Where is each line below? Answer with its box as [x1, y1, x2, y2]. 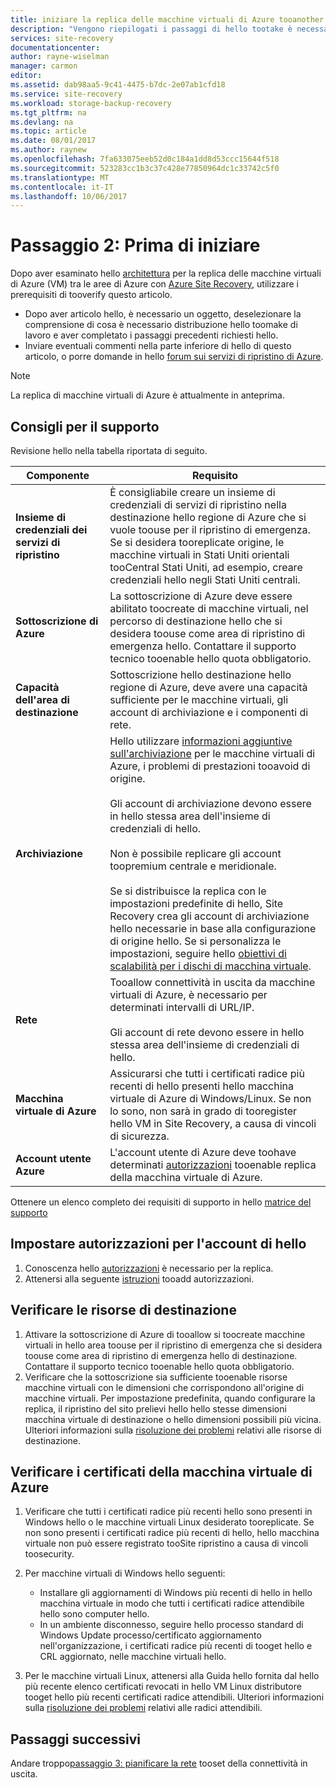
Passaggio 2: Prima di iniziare [10, 234, 261, 257]
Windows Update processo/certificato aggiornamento [39, 1629, 262, 1641]
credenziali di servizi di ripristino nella [109, 498, 287, 511]
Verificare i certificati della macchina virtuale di [10, 1464, 313, 1481]
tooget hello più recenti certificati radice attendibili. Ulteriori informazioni [24, 1691, 325, 1703]
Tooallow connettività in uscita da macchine [109, 976, 316, 989]
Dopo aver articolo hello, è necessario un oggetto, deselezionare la [24, 308, 302, 320]
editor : [10, 71, 43, 81]
